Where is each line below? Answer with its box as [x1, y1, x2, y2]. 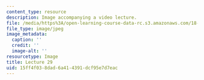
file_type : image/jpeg [6, 25, 64, 32]
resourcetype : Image [6, 54, 59, 60]
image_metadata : [6, 31, 47, 37]
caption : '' [12, 37, 42, 43]
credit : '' [12, 43, 39, 49]
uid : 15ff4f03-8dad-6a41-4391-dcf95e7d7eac [6, 64, 118, 71]
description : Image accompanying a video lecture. [6, 14, 137, 20]
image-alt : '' [12, 48, 47, 54]
